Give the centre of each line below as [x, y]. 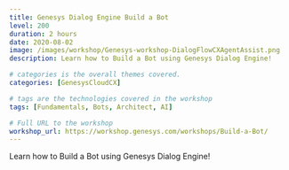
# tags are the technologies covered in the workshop [111, 98]
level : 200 [29, 26]
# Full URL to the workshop [61, 123]
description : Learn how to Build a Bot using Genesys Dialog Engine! [141, 58]
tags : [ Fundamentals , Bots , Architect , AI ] [91, 107]
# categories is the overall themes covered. [95, 75]
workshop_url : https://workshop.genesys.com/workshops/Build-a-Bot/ [139, 131]
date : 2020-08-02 [41, 42]
